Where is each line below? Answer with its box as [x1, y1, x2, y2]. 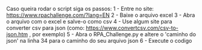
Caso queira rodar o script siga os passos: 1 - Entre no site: [6, 5, 154, 12]
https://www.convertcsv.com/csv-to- [86, 24, 179, 31]
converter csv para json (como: [6, 24, 85, 31]
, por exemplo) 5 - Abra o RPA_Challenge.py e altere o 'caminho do [29, 31, 196, 38]
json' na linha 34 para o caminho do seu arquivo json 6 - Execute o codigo [6, 37, 192, 44]
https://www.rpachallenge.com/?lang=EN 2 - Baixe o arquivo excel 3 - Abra [6, 11, 195, 19]
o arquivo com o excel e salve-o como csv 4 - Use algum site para [6, 18, 173, 25]
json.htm [6, 31, 29, 38]
